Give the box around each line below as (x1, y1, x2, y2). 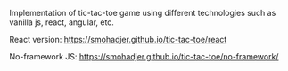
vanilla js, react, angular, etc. (9, 17, 114, 28)
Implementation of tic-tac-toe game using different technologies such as (9, 8, 276, 18)
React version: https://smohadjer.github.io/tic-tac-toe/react (9, 35, 227, 44)
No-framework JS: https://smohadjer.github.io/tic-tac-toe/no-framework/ (9, 51, 279, 61)
